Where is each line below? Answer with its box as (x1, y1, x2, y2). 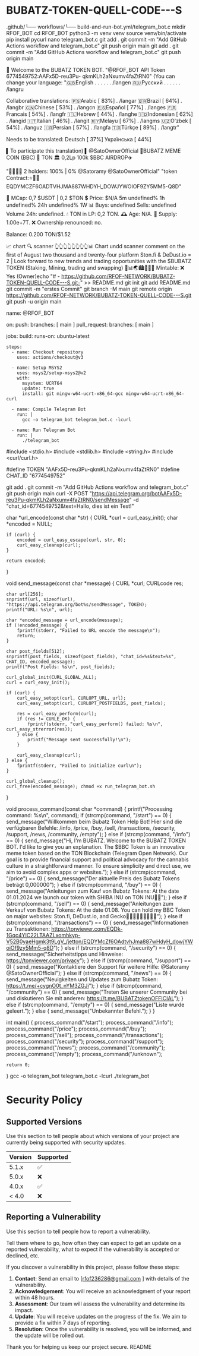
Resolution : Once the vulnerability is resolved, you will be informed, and (14, 1325, 192, 1332)
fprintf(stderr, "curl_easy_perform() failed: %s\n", (27, 721, 163, 727)
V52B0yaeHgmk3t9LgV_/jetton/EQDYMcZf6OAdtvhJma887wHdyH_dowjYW (6, 938, 193, 945)
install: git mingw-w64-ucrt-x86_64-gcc (21, 390, 124, 397)
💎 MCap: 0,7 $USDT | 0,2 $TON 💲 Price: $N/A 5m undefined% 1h (6, 194, 165, 201)
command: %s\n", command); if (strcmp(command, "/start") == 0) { (6, 811, 172, 818)
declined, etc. (6, 1251, 40, 1259)
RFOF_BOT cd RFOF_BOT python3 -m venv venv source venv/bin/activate (6, 29, 187, 36)
